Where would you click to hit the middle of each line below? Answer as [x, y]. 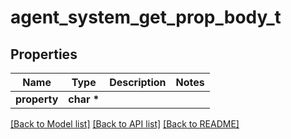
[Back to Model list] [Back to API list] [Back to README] [125, 124]
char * [84, 99]
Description [138, 82]
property [37, 99]
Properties [44, 54]
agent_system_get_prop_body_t [146, 17]
